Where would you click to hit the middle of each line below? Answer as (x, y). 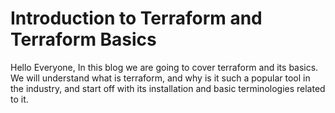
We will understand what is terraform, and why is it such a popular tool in (160, 78)
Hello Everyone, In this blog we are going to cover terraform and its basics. (164, 67)
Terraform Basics (83, 39)
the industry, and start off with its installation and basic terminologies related (168, 88)
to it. (19, 99)
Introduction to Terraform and (136, 18)
